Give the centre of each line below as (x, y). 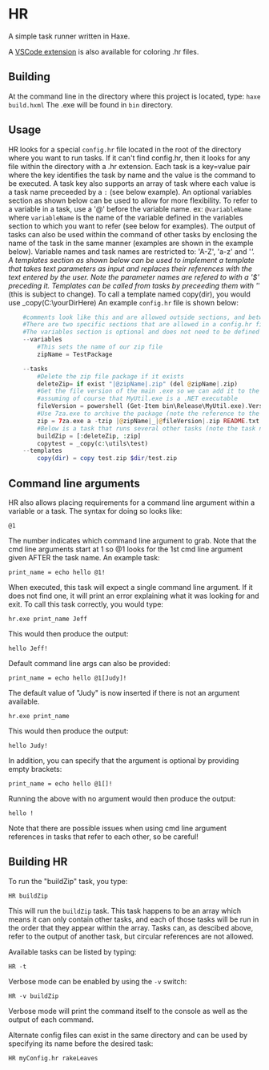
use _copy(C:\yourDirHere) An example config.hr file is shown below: (123, 302)
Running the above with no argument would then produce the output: (122, 799)
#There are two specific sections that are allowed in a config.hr (137, 325)
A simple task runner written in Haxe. (69, 36)
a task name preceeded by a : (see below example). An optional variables (130, 192)
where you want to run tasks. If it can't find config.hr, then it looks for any (129, 158)
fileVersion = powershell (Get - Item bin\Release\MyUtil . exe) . (143, 406)
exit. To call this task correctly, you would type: (86, 604)
